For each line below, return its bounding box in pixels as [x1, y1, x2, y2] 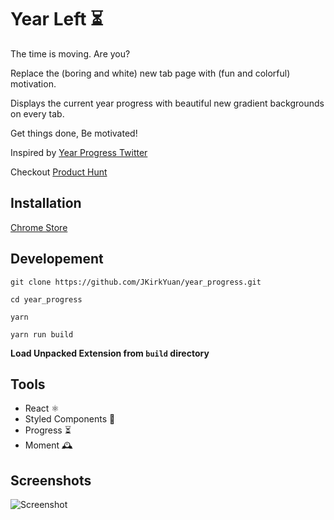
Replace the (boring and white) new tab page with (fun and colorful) [10, 67, 291, 79]
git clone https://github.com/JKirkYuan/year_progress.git [10, 277, 262, 287]
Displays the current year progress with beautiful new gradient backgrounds [10, 97, 325, 109]
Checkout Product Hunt [10, 166, 108, 178]
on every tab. [10, 107, 65, 120]
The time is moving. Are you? [10, 47, 131, 60]
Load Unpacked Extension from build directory [10, 347, 210, 359]
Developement [10, 251, 104, 268]
